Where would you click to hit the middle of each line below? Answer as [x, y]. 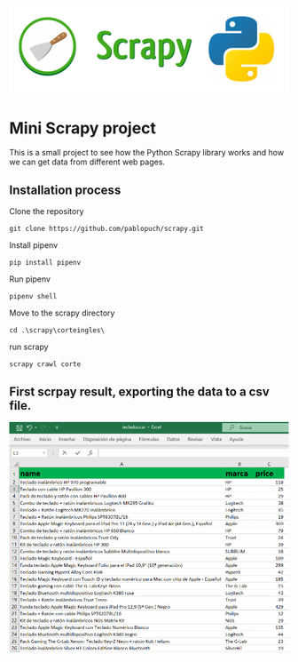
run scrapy [29, 347]
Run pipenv [30, 279]
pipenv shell [33, 297]
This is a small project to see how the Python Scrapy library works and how [147, 153]
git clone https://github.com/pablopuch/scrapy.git [106, 229]
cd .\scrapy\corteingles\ [57, 331]
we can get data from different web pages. [87, 162]
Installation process [65, 190]
